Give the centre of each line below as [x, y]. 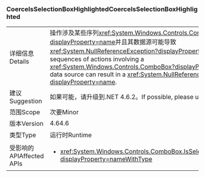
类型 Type [23, 135]
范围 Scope [25, 112]
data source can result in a [88, 74]
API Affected [27, 156]
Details [19, 62]
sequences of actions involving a [97, 59]
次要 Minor [64, 112]
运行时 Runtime [71, 135]
